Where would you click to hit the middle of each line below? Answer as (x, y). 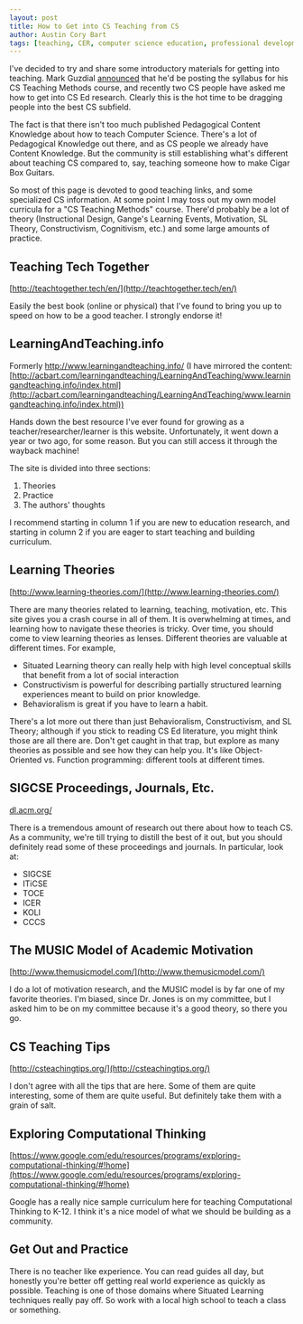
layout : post (34, 18)
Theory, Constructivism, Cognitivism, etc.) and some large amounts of (140, 229)
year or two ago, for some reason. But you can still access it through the (143, 440)
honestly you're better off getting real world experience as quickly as (138, 1281)
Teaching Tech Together (79, 266)
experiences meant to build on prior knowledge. (111, 694)
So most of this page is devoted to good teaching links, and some (131, 190)
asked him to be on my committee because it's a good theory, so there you (148, 1008)
